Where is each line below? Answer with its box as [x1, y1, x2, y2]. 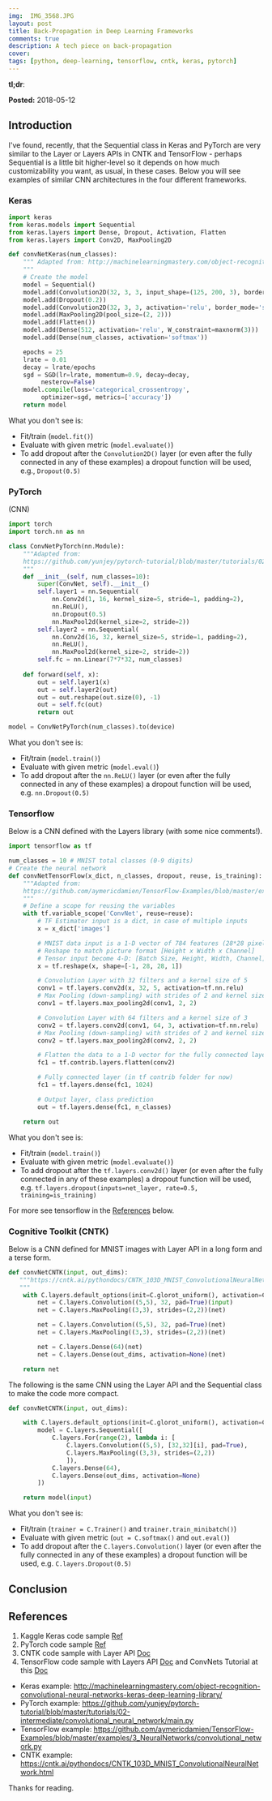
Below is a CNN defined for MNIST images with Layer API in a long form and [8, 1244, 263, 1253]
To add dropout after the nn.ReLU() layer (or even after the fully [19, 771, 231, 780]
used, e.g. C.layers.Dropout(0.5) [19, 1558, 132, 1568]
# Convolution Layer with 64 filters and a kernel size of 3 [37, 1013, 249, 1022]
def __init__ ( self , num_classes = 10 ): [23, 573, 151, 581]
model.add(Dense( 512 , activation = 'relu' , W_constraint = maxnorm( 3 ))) [23, 326, 259, 334]
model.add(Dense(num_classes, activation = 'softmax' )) [23, 333, 208, 342]
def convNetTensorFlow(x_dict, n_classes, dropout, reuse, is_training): [8, 871, 263, 880]
